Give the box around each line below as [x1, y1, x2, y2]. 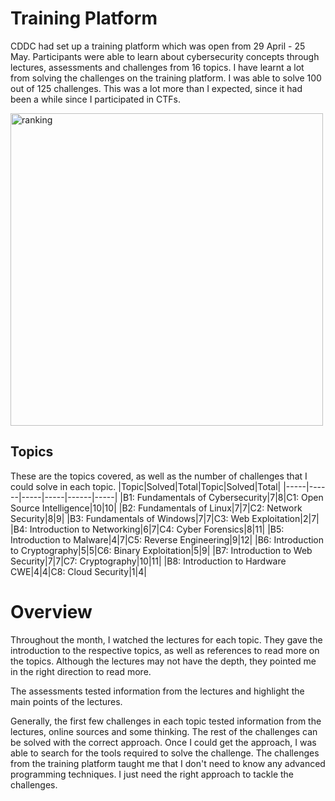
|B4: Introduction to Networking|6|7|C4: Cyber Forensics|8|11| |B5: [10, 523, 285, 535]
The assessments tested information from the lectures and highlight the [10, 685, 305, 697]
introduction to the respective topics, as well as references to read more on [10, 644, 320, 656]
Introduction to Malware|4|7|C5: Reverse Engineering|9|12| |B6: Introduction [10, 533, 325, 546]
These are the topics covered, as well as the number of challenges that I [10, 470, 308, 482]
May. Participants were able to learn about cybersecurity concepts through [10, 50, 320, 62]
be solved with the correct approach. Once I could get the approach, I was [10, 736, 317, 748]
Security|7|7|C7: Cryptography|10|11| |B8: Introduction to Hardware [10, 555, 287, 567]
